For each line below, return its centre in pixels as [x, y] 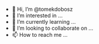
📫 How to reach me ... [40, 35]
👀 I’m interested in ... [37, 15]
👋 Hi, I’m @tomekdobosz [42, 9]
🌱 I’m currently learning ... [44, 22]
